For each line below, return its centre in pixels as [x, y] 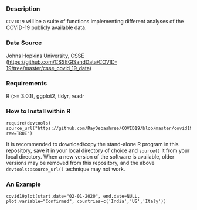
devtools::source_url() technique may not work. [66, 169]
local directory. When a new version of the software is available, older [90, 157]
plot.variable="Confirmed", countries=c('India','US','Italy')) [86, 202]
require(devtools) [28, 123]
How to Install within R [38, 111]
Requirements [27, 83]
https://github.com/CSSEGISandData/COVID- [62, 62]
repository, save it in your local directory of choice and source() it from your [98, 150]
